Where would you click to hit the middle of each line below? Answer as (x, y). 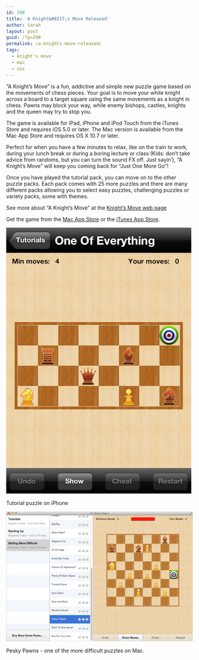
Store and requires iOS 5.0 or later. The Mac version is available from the (95, 129)
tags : (13, 50)
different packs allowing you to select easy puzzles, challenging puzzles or (98, 190)
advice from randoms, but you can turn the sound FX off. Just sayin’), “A (94, 159)
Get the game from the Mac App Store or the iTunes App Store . (83, 219)
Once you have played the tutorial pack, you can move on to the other (91, 177)
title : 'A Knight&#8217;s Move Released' (58, 19)
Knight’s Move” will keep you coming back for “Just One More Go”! (87, 166)
